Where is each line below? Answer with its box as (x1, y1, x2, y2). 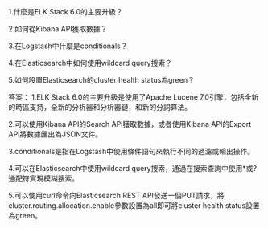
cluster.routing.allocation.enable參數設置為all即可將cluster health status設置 (8, 201, 260, 210)
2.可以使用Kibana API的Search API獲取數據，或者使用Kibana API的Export (8, 120, 252, 128)
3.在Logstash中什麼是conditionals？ (8, 41, 128, 51)
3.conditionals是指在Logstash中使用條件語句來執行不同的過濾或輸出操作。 (8, 147, 255, 156)
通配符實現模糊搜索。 (8, 173, 79, 183)
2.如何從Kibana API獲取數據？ (8, 24, 108, 34)
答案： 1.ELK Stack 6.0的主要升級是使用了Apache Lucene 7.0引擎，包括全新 (8, 92, 259, 102)
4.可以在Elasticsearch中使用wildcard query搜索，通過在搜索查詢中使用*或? (8, 164, 258, 173)
